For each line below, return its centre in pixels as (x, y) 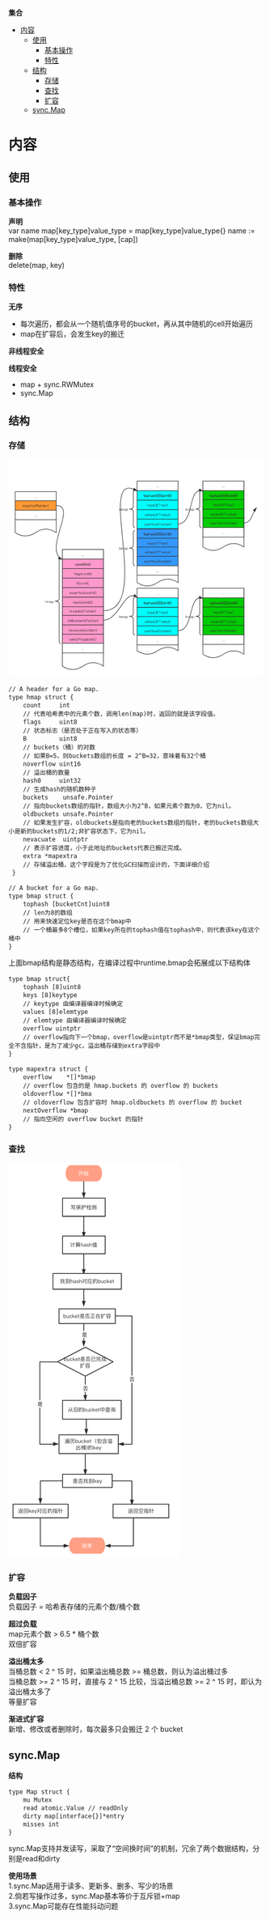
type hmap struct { (41, 697)
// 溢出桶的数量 (46, 772)
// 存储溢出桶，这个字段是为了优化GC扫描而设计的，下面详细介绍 (116, 864)
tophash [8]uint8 (52, 987)
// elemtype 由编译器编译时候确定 (75, 1020)
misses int (41, 1824)
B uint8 (51, 739)
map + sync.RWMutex (57, 384)
